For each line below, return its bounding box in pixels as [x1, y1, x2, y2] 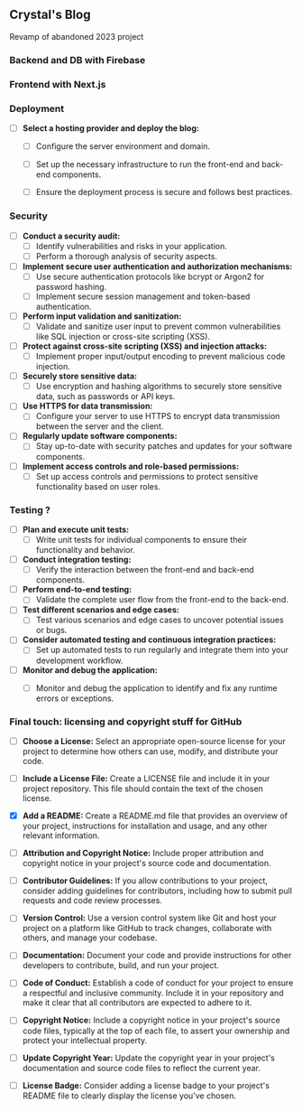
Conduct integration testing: [22, 555, 132, 565]
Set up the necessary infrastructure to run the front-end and [35, 159, 260, 170]
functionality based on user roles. [35, 480, 160, 491]
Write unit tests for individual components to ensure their [35, 534, 248, 545]
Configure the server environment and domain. [35, 141, 210, 152]
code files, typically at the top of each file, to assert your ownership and [22, 1025, 290, 1036]
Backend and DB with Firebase [9, 53, 146, 66]
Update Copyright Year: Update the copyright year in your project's [22, 1052, 276, 1063]
